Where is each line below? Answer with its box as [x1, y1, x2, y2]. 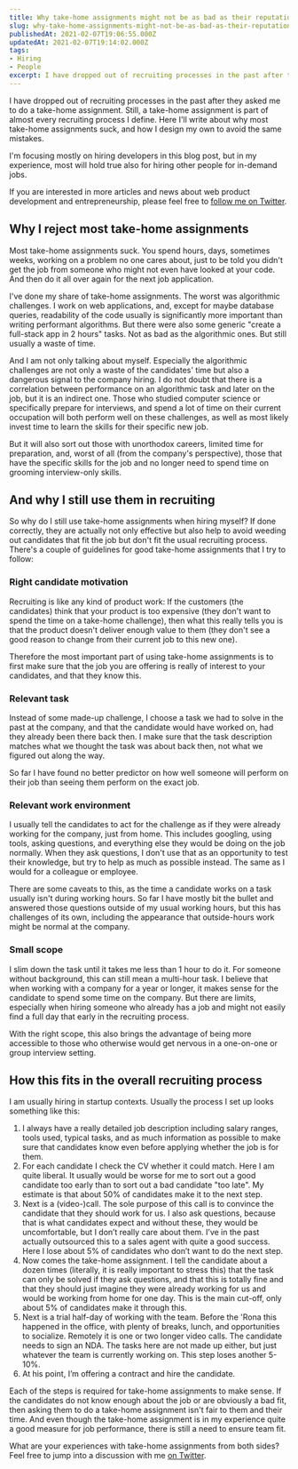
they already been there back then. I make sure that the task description [9, 731, 273, 742]
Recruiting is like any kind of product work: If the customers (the [9, 596, 244, 607]
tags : [9, 46, 29, 55]
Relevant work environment [9, 799, 131, 811]
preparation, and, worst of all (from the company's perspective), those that [9, 448, 283, 459]
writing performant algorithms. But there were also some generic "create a [9, 319, 281, 330]
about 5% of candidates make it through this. [21, 1303, 188, 1313]
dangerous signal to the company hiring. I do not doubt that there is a [9, 374, 263, 385]
